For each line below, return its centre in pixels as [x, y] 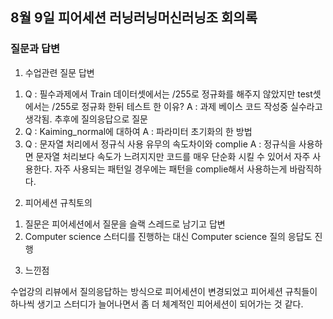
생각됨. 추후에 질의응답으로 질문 [86, 119]
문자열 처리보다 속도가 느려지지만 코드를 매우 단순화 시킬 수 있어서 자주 [173, 156]
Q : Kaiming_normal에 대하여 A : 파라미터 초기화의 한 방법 [138, 131]
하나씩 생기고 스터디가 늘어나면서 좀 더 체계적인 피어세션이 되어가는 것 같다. [157, 304]
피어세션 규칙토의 [58, 202]
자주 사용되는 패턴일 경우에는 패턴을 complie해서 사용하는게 [171, 169]
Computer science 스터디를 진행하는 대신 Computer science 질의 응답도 [168, 236]
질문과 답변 [35, 49]
